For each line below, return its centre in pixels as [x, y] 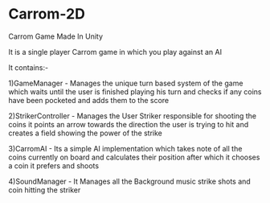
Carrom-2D [47, 14]
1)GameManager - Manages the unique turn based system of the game [126, 83]
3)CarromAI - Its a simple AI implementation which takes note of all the [125, 148]
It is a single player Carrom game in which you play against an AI [115, 52]
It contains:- [29, 67]
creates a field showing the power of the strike [86, 133]
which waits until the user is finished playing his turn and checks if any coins [135, 91]
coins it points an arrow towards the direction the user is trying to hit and [129, 124]
